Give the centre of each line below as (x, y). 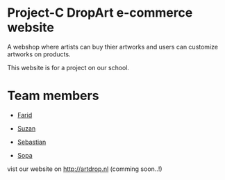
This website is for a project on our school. (68, 67)
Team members (53, 96)
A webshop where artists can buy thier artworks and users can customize (113, 47)
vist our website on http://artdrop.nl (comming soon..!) (85, 169)
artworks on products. (39, 54)
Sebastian (32, 142)
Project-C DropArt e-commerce (100, 13)
